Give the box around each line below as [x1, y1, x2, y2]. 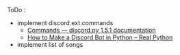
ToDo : [7, 6, 26, 14]
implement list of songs [16, 41, 83, 48]
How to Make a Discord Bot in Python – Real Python [27, 33, 173, 41]
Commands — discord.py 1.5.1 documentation [27, 26, 156, 34]
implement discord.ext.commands [16, 19, 114, 26]
